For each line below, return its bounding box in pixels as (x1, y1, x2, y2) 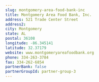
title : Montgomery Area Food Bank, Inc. (5, 12, 92, 17)
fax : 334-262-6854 (5, 60, 44, 65)
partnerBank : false (5, 64, 47, 69)
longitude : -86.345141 (5, 41, 53, 46)
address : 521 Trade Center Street (5, 17, 79, 22)
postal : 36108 (5, 36, 36, 41)
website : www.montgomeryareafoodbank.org (5, 50, 94, 55)
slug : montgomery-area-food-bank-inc (5, 7, 85, 13)
